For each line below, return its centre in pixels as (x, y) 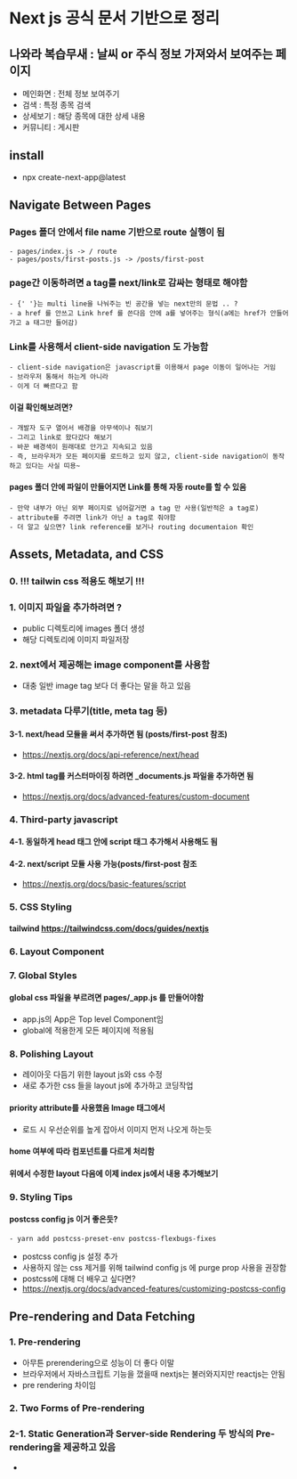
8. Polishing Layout (51, 1054)
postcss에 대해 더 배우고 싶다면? (79, 1279)
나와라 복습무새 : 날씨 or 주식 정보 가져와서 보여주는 (141, 54)
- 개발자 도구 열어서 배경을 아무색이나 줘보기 (81, 429)
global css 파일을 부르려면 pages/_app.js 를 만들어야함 (107, 998)
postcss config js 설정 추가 (70, 1256)
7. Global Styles (43, 975)
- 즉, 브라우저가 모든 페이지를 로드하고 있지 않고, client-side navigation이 (139, 457)
